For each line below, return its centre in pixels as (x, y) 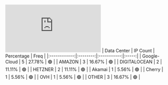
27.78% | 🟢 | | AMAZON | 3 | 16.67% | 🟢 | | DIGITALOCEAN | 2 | (95, 62)
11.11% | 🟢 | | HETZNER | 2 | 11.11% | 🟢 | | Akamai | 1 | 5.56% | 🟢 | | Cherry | (84, 69)
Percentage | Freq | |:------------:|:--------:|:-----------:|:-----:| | (73, 56)
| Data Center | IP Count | (128, 51)
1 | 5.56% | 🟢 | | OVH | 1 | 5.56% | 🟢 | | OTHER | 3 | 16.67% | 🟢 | (73, 77)
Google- (151, 56)
